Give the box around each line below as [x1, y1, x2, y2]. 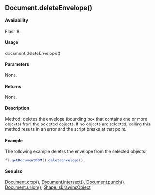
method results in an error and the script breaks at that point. [5, 126, 127, 132]
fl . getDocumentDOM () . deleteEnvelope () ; [5, 158, 86, 162]
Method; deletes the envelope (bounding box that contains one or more [5, 116, 148, 122]
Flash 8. [5, 28, 21, 34]
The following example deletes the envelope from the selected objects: [5, 148, 147, 154]
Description [5, 105, 30, 111]
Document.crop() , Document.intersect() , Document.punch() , [5, 179, 125, 185]
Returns [5, 83, 22, 89]
